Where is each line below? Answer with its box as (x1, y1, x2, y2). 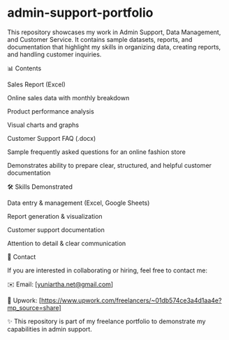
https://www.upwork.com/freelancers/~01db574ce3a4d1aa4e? (40, 296, 222, 304)
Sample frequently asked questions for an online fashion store (7, 148, 186, 156)
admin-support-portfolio (7, 5, 154, 21)
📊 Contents (7, 64, 42, 72)
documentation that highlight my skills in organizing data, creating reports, (7, 42, 221, 51)
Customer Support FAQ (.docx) (7, 134, 96, 142)
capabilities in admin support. (7, 325, 92, 333)
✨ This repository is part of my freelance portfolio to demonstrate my (7, 317, 206, 325)
